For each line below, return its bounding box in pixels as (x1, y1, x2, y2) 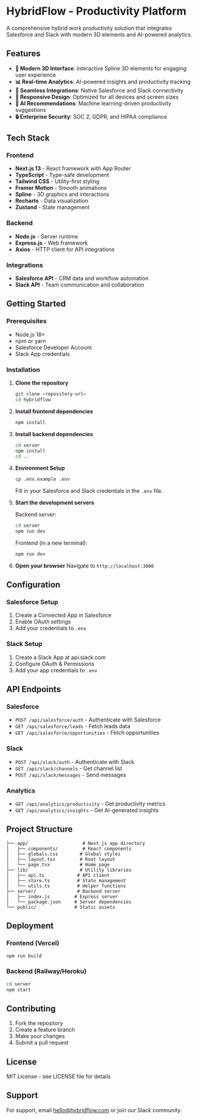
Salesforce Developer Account (15, 344, 92, 351)
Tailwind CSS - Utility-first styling (15, 178, 100, 185)
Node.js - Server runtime (15, 232, 78, 240)
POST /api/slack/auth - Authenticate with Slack (15, 758, 135, 765)
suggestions (15, 106, 47, 113)
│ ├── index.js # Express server (6, 893, 118, 900)
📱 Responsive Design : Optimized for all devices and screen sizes (15, 93, 179, 100)
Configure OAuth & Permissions (15, 660, 95, 667)
